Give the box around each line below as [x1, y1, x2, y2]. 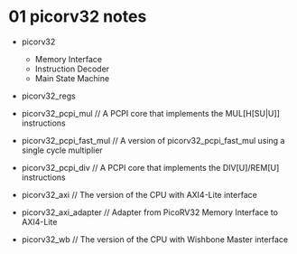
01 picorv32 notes [8, 6, 147, 27]
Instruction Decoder [34, 63, 110, 74]
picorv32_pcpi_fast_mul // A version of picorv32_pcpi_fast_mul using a [21, 135, 285, 146]
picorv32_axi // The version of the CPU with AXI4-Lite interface [21, 189, 258, 200]
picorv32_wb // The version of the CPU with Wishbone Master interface [21, 233, 289, 245]
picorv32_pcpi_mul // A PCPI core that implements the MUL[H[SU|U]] [21, 108, 281, 118]
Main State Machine [34, 72, 110, 83]
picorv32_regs [21, 90, 76, 101]
